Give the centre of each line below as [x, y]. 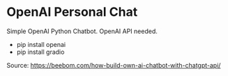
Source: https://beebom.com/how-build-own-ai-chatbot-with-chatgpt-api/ [114, 65]
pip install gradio [40, 52]
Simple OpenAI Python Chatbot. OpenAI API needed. [82, 31]
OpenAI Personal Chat [72, 12]
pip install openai [41, 44]
